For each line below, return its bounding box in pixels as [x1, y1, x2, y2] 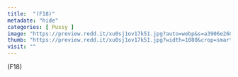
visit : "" [7, 43, 37, 50]
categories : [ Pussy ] [7, 23, 74, 30]
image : [7, 30, 27, 37]
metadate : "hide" [7, 17, 59, 24]
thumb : [7, 37, 27, 44]
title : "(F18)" [7, 10, 55, 18]
